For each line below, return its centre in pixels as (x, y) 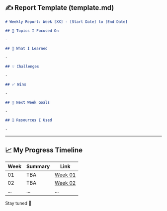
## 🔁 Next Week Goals (28, 102)
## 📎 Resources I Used (29, 120)
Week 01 (65, 175)
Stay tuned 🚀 (18, 203)
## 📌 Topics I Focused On (32, 31)
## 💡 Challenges (22, 67)
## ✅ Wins (16, 84)
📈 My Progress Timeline (44, 150)
